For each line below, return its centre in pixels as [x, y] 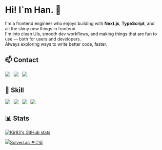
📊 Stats [17, 118]
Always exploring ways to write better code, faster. [56, 44]
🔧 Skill [15, 90]
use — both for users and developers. [43, 39]
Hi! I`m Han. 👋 [33, 10]
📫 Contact [22, 60]
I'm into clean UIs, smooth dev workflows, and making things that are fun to [81, 34]
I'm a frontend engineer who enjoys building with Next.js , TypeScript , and [80, 23]
